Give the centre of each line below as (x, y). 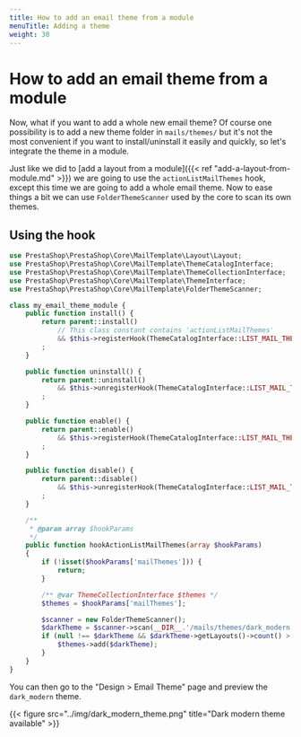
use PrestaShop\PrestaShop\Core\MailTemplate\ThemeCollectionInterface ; (148, 272)
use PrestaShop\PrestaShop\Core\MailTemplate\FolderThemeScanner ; (136, 289)
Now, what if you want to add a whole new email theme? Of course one (141, 123)
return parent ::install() (90, 322)
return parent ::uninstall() (94, 380)
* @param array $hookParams (82, 529)
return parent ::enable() (88, 429)
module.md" (32, 178)
